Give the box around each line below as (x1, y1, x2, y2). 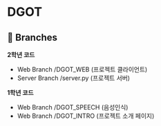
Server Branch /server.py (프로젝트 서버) (17, 74, 130, 82)
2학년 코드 (7, 51, 35, 59)
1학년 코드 (7, 89, 34, 96)
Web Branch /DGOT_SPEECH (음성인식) (17, 103, 129, 111)
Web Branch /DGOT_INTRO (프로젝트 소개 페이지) (17, 112, 155, 120)
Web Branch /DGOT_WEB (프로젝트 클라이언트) (17, 65, 148, 73)
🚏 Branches (7, 32, 57, 43)
